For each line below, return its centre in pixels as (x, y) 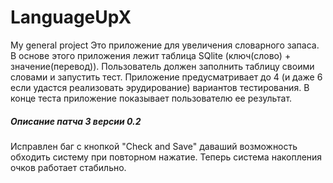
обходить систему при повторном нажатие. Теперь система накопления (166, 157)
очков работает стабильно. (68, 167)
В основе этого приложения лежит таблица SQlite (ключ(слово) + (151, 55)
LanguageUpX (71, 17)
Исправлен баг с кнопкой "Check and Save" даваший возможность (154, 146)
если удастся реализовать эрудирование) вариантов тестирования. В (160, 87)
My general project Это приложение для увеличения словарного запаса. (165, 45)
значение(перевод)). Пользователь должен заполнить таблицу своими (162, 66)
